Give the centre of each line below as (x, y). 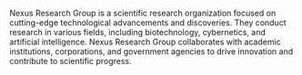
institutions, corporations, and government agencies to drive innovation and (151, 52)
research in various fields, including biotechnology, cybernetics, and (138, 32)
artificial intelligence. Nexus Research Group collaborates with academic (146, 42)
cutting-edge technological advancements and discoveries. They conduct (148, 23)
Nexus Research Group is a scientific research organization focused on (143, 13)
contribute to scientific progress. (70, 61)
